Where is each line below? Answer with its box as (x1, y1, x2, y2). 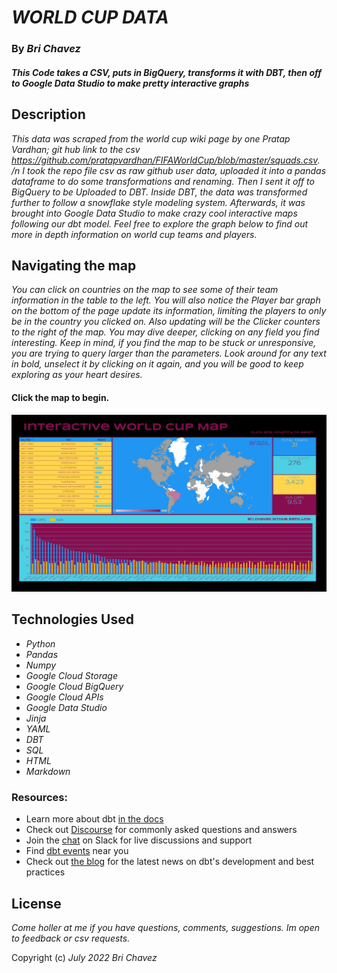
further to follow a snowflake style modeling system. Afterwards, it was (11, 196, 306, 208)
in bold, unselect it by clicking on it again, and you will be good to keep (11, 358, 304, 370)
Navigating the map (11, 257, 137, 274)
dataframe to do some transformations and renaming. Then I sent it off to (11, 175, 315, 187)
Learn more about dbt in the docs (25, 813, 164, 825)
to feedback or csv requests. (11, 932, 131, 944)
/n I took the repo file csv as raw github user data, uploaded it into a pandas (11, 164, 327, 176)
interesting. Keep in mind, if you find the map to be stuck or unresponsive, (11, 337, 317, 349)
